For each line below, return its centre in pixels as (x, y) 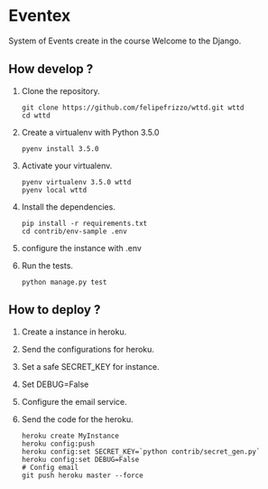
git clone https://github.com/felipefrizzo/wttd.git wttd (133, 108)
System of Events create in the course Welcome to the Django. (125, 41)
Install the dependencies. (69, 207)
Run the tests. (47, 265)
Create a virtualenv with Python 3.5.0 (90, 132)
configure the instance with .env (81, 248)
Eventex (40, 16)
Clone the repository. (60, 90)
